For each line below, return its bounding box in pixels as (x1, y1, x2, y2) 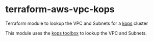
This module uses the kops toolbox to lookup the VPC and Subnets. (5, 30, 147, 36)
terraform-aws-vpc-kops (5, 4, 115, 15)
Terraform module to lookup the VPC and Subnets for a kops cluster (5, 20, 148, 26)
